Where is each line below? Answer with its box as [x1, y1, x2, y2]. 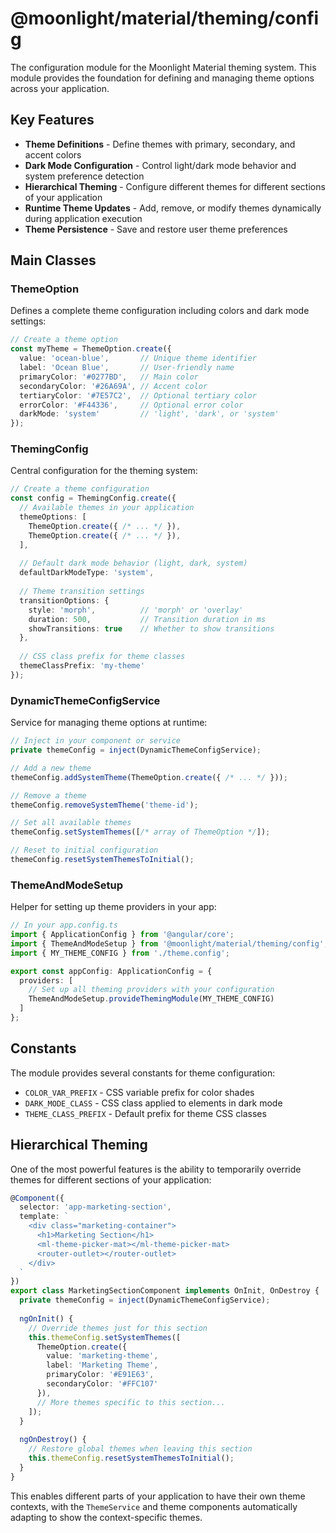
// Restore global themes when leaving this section [28, 1444, 253, 1454]
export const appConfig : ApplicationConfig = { [10, 966, 213, 976]
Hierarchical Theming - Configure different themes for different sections [24, 180, 326, 192]
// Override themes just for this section [28, 1323, 208, 1333]
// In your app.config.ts [10, 920, 118, 931]
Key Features [10, 112, 95, 129]
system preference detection [24, 170, 145, 182]
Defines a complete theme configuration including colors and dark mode [10, 305, 310, 317]
